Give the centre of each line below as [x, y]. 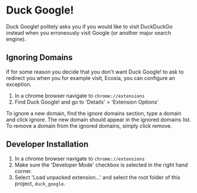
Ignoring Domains [39, 57]
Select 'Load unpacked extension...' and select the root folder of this [97, 177]
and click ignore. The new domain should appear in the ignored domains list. [98, 119]
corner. [23, 171]
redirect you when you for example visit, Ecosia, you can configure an [91, 78]
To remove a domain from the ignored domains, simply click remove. [89, 126]
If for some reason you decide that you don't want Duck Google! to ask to [95, 72]
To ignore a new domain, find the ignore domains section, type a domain [94, 113]
